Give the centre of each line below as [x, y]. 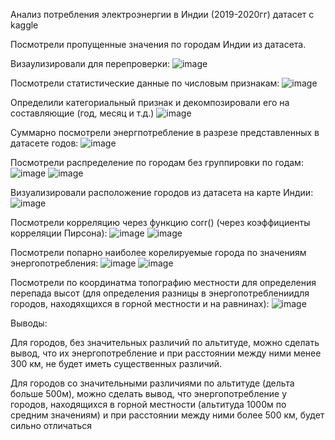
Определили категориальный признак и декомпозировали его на [150, 102]
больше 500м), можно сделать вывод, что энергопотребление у [149, 393]
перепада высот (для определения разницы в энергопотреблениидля [160, 293]
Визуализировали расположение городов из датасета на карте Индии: [162, 192]
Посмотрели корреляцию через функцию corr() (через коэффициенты [160, 222]
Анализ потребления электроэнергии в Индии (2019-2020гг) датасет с [162, 14]
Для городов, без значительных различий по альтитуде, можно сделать [165, 342]
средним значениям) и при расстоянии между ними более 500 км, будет [167, 415]
